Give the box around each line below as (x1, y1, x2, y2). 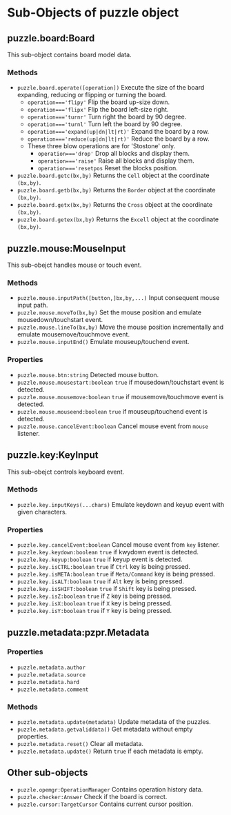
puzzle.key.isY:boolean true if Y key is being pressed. (17, 607, 172, 615)
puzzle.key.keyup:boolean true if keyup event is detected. (17, 555, 183, 563)
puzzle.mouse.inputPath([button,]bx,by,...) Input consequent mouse (17, 294, 220, 302)
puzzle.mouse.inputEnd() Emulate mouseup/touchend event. (17, 338, 190, 346)
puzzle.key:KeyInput (7, 450, 99, 461)
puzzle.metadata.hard (17, 678, 79, 685)
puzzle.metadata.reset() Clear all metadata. (17, 740, 143, 748)
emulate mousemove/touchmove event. (17, 330, 130, 339)
